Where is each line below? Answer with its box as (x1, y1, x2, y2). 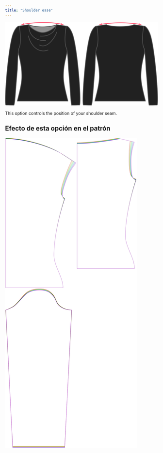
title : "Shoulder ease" (5, 8, 53, 13)
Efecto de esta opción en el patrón (5, 124, 111, 133)
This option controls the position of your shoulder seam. (5, 110, 117, 116)
